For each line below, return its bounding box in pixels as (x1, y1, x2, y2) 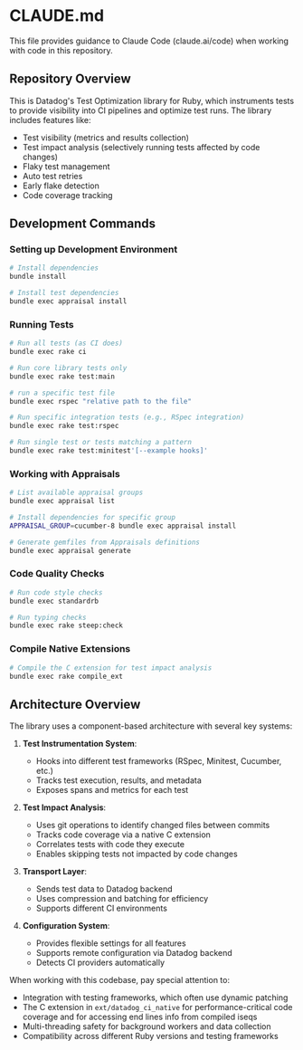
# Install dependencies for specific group (9, 513, 176, 522)
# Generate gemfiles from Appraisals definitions (9, 538, 201, 547)
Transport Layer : (22, 866, 88, 877)
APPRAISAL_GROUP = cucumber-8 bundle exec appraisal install (9, 521, 237, 530)
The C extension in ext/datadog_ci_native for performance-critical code (22, 1002, 293, 1013)
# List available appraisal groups (9, 488, 144, 498)
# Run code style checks (9, 587, 103, 597)
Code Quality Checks (9, 568, 105, 580)
